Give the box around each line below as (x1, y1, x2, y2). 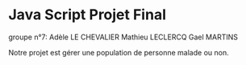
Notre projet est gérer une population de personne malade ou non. (8, 47, 229, 57)
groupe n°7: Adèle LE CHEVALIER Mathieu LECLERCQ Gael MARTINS (8, 32, 238, 42)
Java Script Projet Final (8, 6, 167, 24)
